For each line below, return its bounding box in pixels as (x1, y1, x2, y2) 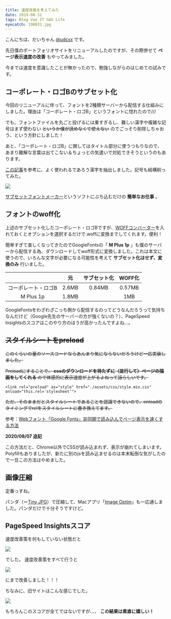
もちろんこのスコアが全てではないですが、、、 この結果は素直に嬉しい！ (5, 608, 154, 614)
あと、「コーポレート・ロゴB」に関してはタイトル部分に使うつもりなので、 (5, 143, 162, 149)
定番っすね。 (5, 487, 32, 494)
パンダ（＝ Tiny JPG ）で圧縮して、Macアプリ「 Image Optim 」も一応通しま (5, 499, 163, 505)
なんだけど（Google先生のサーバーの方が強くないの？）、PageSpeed (5, 313, 150, 319)
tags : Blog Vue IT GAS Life (5, 17, 65, 22)
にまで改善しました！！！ (5, 577, 59, 583)
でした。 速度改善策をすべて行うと (5, 557, 78, 563)
